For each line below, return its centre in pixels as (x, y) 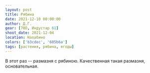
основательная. (22, 66)
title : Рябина (20, 14)
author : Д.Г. (19, 24)
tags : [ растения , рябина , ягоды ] (40, 47)
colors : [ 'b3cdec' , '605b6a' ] (36, 42)
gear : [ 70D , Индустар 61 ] (32, 28)
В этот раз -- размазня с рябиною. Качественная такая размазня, (75, 61)
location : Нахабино (25, 38)
